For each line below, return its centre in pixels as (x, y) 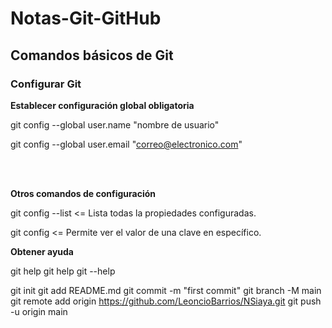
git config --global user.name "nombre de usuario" (115, 124)
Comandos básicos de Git (92, 55)
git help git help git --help (63, 271)
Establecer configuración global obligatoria (102, 105)
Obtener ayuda (42, 251)
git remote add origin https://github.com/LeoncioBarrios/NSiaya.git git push (166, 301)
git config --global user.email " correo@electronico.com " (126, 144)
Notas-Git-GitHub (86, 18)
